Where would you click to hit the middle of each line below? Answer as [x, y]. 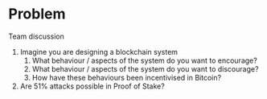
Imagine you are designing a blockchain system [99, 52]
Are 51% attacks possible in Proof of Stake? [92, 86]
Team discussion [36, 36]
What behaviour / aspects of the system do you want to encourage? [144, 60]
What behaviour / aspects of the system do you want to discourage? [145, 68]
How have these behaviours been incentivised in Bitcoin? [127, 77]
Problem [37, 14]
